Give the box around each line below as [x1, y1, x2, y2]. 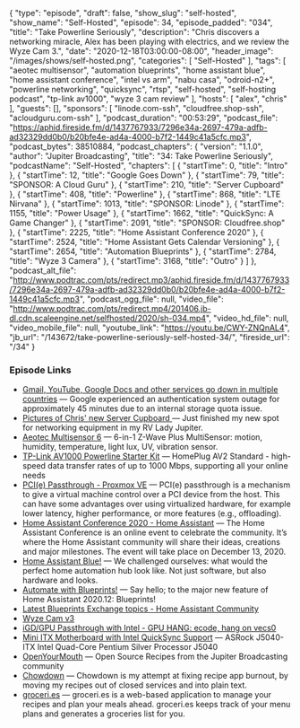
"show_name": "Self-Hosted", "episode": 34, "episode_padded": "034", [9, 17, 273, 28]
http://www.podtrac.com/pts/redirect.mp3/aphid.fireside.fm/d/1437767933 [13, 275, 290, 285]
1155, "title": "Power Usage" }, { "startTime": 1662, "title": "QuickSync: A [9, 208, 275, 218]
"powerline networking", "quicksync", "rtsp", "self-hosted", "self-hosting [9, 84, 277, 94]
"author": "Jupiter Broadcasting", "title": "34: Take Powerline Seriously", [9, 151, 273, 161]
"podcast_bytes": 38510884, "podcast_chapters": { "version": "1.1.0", [9, 141, 263, 152]
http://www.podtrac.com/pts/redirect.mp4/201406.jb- [13, 303, 212, 313]
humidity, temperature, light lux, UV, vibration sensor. [21, 442, 219, 452]
